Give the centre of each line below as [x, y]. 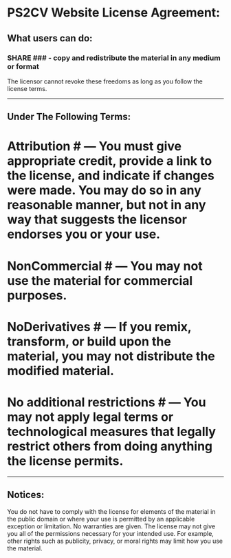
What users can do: [50, 38]
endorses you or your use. [84, 234]
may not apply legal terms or [90, 417]
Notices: [26, 495]
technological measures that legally [112, 432]
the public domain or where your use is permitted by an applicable [101, 519]
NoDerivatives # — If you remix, [99, 327]
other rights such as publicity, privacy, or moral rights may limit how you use [115, 541]
